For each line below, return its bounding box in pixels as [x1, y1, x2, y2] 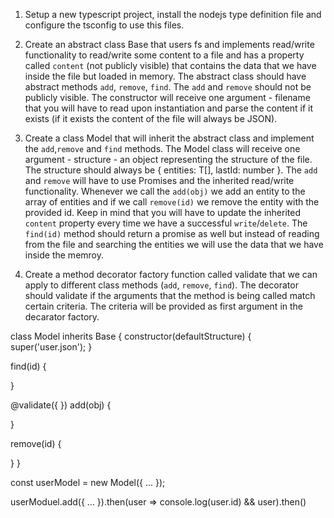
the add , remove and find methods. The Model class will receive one [24, 143, 301, 154]
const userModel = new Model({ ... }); [10, 477, 166, 488]
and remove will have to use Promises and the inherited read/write [24, 175, 295, 186]
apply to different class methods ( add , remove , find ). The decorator [24, 279, 299, 291]
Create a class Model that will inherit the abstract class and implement [24, 132, 315, 144]
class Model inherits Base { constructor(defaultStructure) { [10, 330, 252, 342]
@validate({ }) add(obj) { [10, 399, 112, 411]
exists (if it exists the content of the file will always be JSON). [24, 113, 278, 124]
